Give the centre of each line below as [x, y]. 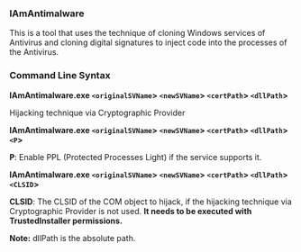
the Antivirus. [34, 52]
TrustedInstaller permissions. [66, 220]
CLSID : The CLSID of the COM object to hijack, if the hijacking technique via [151, 202]
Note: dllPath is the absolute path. [73, 238]
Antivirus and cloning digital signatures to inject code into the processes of [148, 42]
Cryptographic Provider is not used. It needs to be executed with [131, 211]
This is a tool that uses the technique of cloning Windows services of [137, 33]
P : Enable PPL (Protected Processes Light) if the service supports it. [136, 157]
